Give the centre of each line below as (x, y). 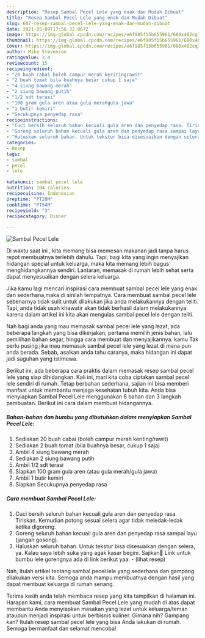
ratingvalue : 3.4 (28, 57)
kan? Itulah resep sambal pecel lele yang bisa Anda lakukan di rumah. (94, 622)
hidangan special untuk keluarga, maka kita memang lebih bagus (88, 264)
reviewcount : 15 (27, 63)
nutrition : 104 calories (38, 188)
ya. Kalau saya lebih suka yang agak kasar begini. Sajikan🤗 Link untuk (103, 553)
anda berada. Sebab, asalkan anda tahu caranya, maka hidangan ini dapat (99, 353)
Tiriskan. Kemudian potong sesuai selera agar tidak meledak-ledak (99, 521)
